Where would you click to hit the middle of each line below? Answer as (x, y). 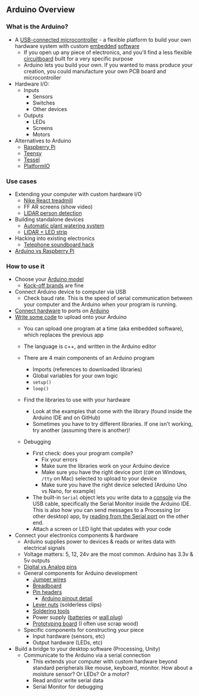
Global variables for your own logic (75, 376)
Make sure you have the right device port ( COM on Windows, (114, 472)
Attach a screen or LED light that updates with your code (102, 529)
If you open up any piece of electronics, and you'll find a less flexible (108, 52)
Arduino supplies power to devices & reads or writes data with (99, 542)
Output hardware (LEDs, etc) (67, 643)
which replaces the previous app (64, 335)
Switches (44, 103)
